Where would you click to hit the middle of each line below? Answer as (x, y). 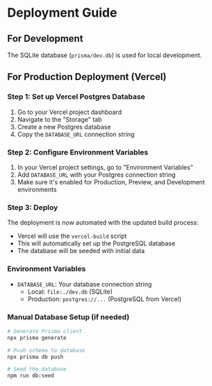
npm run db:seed (31, 376)
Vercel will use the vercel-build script (72, 236)
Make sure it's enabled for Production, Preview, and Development (111, 182)
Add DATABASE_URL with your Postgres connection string (96, 175)
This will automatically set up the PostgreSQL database (96, 243)
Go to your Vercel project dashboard (70, 112)
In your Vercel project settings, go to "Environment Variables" (105, 167)
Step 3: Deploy (33, 207)
